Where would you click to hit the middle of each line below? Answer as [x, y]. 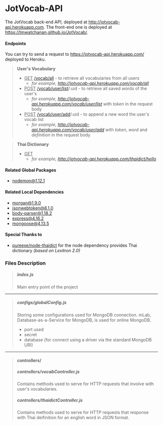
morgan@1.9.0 [26, 203]
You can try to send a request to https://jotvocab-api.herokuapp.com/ [75, 54]
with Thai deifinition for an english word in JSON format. [73, 418]
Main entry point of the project [47, 287]
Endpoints [16, 43]
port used [34, 329]
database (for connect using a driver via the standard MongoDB [88, 340]
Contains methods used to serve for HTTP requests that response [83, 412]
